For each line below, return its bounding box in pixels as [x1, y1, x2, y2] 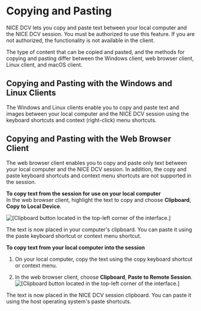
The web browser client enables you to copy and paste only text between [6, 159, 187, 166]
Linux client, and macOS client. [6, 61, 83, 68]
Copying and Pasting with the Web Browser [6, 134, 172, 144]
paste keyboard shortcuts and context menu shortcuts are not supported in [6, 172, 191, 179]
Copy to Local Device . [6, 203, 62, 210]
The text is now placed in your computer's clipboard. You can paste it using [6, 226, 193, 233]
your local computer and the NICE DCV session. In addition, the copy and [6, 165, 187, 173]
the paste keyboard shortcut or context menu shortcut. [6, 232, 142, 239]
